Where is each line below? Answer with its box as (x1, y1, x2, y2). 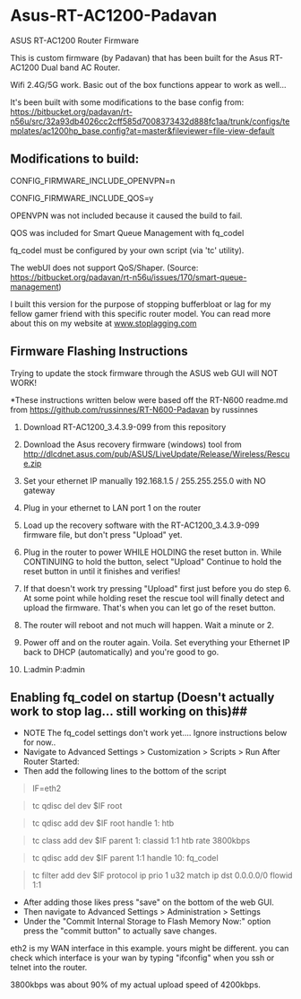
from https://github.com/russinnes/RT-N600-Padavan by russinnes (10, 404, 259, 415)
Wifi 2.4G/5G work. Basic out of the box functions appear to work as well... (10, 79, 287, 90)
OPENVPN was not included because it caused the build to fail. (10, 210, 243, 221)
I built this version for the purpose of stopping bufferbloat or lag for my (10, 298, 271, 310)
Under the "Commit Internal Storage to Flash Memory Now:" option (22, 916, 271, 927)
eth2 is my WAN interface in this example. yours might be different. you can (10, 943, 289, 954)
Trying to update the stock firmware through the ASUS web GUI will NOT (10, 367, 279, 378)
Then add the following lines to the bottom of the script (22, 766, 227, 776)
